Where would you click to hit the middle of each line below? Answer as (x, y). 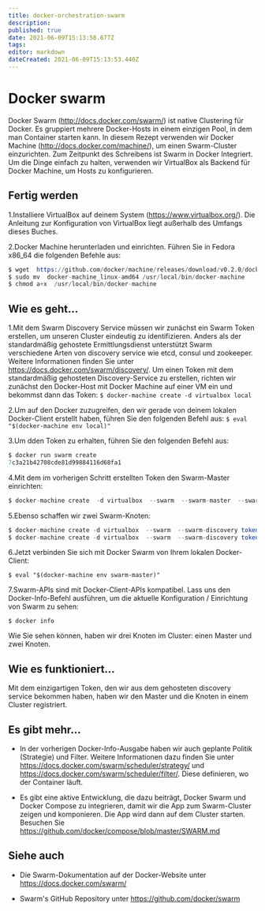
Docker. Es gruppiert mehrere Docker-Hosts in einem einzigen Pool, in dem (130, 129)
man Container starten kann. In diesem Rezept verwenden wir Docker (121, 137)
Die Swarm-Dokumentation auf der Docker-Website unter (113, 875)
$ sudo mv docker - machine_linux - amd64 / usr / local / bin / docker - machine (127, 277)
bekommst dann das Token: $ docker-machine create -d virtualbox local (130, 395)
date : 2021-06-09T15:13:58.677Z (61, 37)
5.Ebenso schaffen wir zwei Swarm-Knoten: (80, 515)
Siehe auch (36, 856)
